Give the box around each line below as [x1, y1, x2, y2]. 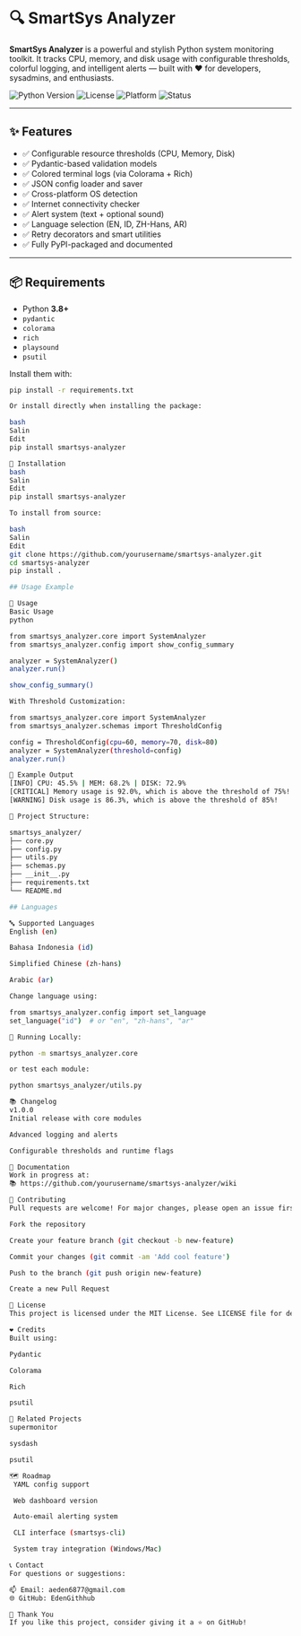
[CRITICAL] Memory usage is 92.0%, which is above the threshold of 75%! [9, 788, 291, 796]
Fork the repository [9, 1220, 87, 1229]
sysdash [9, 1440, 39, 1449]
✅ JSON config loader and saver [21, 178, 143, 189]
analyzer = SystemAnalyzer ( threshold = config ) [9, 746, 182, 755]
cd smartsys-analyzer [9, 558, 90, 567]
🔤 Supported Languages [9, 918, 96, 927]
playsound [21, 343, 60, 352]
